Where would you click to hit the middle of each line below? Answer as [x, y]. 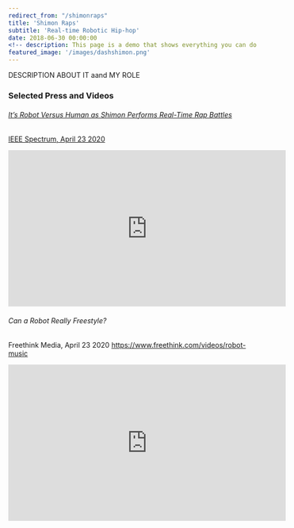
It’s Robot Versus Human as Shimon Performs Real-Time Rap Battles [120, 114]
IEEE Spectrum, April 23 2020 [57, 139]
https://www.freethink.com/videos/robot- [179, 345]
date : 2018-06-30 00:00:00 [53, 38]
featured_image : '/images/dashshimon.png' [79, 52]
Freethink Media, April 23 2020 [59, 345]
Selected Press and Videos [61, 95]
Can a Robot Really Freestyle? [57, 320]
